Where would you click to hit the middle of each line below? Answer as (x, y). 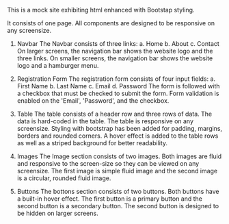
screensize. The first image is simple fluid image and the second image (117, 171)
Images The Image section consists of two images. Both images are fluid (119, 156)
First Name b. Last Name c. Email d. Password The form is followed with (118, 86)
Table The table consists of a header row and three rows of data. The (114, 114)
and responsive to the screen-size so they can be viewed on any (108, 163)
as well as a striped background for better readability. (92, 143)
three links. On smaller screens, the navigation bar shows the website (115, 58)
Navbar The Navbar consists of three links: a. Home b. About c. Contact (118, 43)
